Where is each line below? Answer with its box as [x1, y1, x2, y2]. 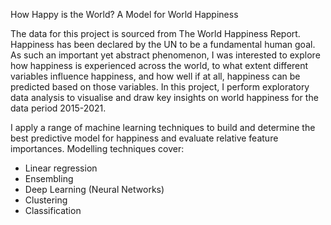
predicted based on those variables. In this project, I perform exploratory [10, 81, 310, 93]
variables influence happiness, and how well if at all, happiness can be [10, 70, 301, 82]
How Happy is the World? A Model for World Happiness [10, 9, 239, 20]
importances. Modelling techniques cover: [10, 143, 185, 154]
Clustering [24, 194, 68, 206]
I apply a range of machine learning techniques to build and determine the [10, 122, 316, 133]
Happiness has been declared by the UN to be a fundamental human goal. [10, 39, 316, 50]
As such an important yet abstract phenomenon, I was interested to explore [10, 49, 321, 61]
